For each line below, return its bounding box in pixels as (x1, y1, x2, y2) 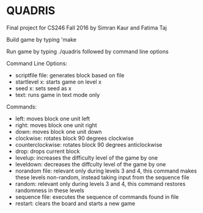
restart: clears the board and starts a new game (15, 199, 136, 207)
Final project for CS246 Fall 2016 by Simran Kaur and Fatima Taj (6, 24, 167, 31)
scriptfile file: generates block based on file (15, 71, 125, 79)
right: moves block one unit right (15, 121, 97, 129)
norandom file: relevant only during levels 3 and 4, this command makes (15, 167, 197, 174)
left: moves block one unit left (15, 115, 90, 122)
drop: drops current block (15, 147, 81, 155)
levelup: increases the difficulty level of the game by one (15, 154, 158, 161)
